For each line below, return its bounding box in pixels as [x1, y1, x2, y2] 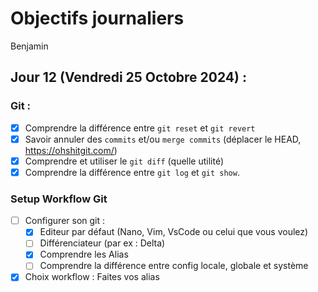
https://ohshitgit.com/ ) [24, 144, 118, 156]
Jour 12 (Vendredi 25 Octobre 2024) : [10, 69, 247, 86]
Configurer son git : [24, 215, 106, 227]
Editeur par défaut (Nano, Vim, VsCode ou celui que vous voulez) [39, 226, 309, 238]
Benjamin [10, 40, 49, 52]
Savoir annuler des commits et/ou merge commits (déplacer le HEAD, [24, 133, 302, 145]
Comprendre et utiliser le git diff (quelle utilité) [24, 155, 225, 167]
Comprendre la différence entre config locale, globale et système [39, 260, 309, 272]
